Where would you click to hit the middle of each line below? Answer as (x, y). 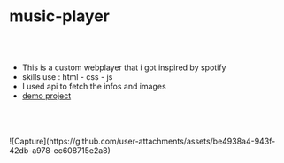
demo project (46, 96)
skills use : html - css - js (67, 76)
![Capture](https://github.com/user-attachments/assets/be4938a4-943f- (142, 141)
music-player (60, 16)
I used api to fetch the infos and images (94, 86)
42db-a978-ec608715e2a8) (60, 150)
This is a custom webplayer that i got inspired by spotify (124, 67)
